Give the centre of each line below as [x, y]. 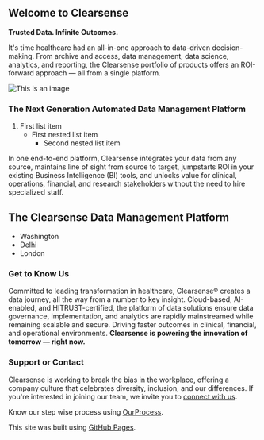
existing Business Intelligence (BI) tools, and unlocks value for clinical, [123, 176]
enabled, [23, 308]
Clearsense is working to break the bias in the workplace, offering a [119, 380]
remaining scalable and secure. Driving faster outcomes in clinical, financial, [132, 325]
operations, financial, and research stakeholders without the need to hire [127, 184]
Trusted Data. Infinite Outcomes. [63, 32]
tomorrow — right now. [47, 342]
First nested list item [65, 135]
